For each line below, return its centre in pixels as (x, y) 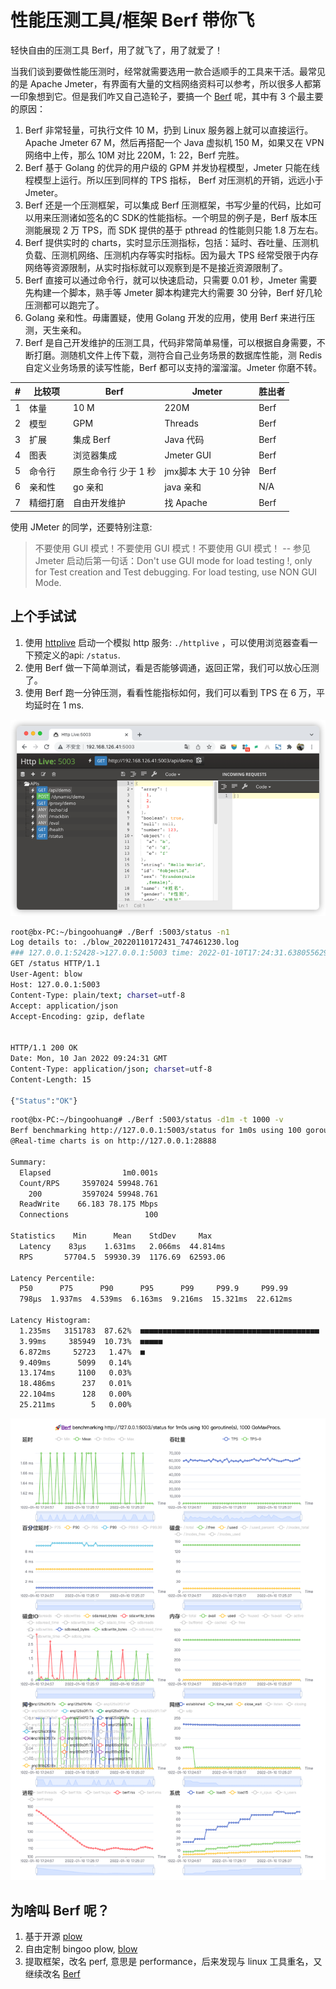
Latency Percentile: (53, 1278)
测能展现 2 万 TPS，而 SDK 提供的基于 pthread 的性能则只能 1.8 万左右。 (174, 230)
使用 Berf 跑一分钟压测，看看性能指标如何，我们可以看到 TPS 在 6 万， (170, 692)
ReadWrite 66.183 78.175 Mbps (89, 1204)
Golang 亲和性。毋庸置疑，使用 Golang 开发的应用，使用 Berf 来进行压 (170, 317)
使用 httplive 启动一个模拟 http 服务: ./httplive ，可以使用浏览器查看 (167, 642)
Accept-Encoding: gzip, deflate (77, 1016)
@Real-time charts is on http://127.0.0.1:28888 (113, 1141)
